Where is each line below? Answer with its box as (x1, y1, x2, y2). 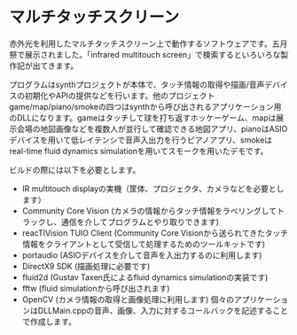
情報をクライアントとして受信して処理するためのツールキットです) (21, 238, 266, 249)
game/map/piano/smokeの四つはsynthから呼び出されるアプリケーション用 (9, 101, 282, 112)
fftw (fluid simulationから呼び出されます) (21, 283, 170, 293)
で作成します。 (21, 316, 77, 327)
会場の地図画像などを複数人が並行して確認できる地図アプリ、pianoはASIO (16, 123, 288, 134)
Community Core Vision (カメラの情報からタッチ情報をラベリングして (21, 205, 277, 216)
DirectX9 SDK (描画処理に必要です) (21, 261, 151, 271)
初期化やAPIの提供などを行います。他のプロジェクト (24, 90, 215, 101)
